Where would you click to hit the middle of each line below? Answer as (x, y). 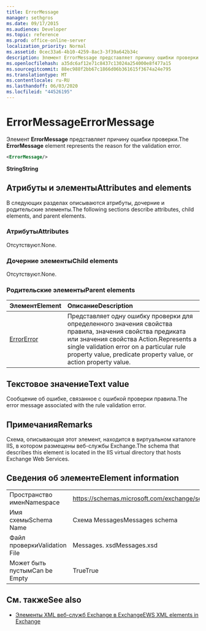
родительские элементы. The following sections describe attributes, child (100, 209)
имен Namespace (35, 502)
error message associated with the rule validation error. (76, 405)
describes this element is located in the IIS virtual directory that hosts (94, 453)
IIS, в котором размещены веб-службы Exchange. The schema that (93, 446)
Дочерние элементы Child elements (62, 261)
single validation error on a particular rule (126, 347)
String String (22, 169)
